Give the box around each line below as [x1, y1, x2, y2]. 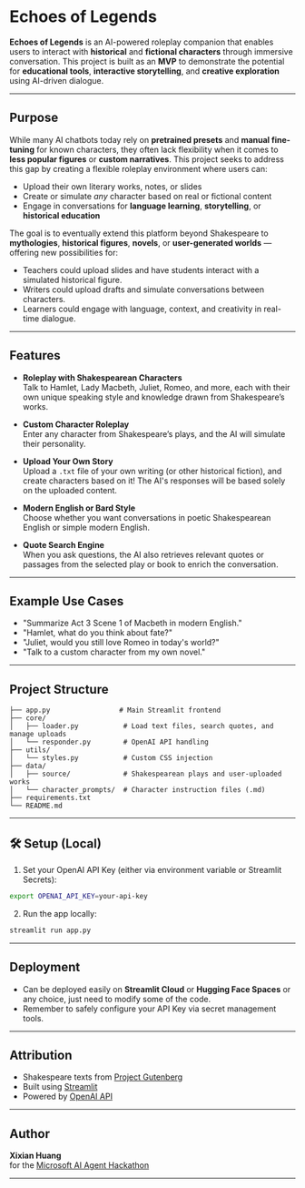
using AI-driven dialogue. [9, 75, 104, 86]
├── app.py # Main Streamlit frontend [9, 706, 221, 716]
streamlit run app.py [9, 926, 92, 935]
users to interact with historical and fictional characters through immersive [9, 46, 293, 56]
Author [9, 1126, 50, 1142]
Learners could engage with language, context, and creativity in [22, 303, 261, 314]
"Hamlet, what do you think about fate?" [22, 627, 173, 638]
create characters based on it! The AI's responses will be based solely [22, 475, 286, 486]
